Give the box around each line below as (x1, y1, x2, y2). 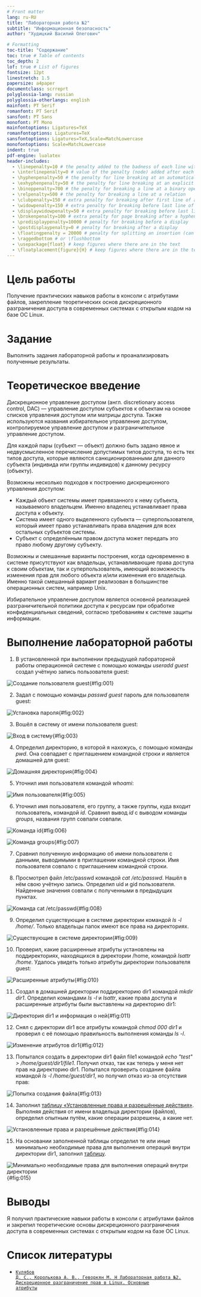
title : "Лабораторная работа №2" (7, 20, 90, 26)
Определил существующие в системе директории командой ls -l (15, 917, 182, 924)
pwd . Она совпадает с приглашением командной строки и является (15, 750, 190, 757)
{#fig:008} (76, 905, 103, 912)
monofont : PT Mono (7, 119, 52, 125)
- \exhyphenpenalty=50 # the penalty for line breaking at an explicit (12, 180, 194, 187)
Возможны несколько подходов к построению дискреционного (7, 479, 169, 486)
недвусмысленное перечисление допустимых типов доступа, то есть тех (7, 448, 195, 456)
